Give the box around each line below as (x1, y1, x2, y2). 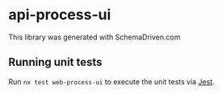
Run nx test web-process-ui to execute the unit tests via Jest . (8, 76, 216, 86)
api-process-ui (8, 6, 111, 24)
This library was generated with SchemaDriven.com (8, 32, 181, 42)
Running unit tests (8, 55, 103, 69)
